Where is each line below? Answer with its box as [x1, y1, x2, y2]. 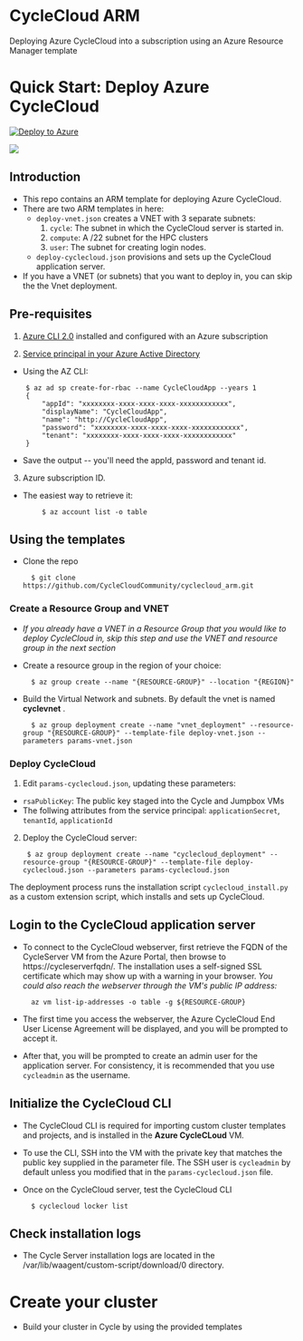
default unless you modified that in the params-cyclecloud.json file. [22, 1166, 274, 1177]
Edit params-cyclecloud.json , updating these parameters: [22, 777, 237, 789]
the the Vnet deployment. [22, 280, 118, 291]
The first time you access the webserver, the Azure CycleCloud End [22, 1013, 276, 1025]
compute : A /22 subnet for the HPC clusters [49, 232, 209, 243]
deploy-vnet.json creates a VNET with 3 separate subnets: [35, 212, 256, 223]
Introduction [9, 170, 81, 185]
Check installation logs [9, 1226, 142, 1241]
